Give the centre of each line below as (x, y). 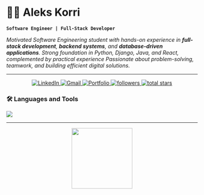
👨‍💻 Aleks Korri (43, 12)
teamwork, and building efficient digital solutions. (68, 65)
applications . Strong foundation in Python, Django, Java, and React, (93, 52)
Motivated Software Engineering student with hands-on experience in (93, 39)
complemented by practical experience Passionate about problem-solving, (100, 59)
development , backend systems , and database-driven (93, 46)
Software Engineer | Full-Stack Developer (61, 28)
